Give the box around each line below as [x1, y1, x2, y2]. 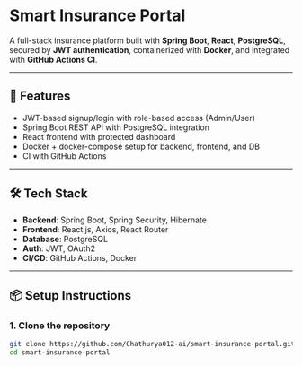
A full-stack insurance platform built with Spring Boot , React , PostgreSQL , [9, 35, 286, 46]
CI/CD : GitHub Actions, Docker [22, 252, 138, 263]
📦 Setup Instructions [9, 288, 132, 303]
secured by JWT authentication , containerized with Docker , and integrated [9, 44, 290, 55]
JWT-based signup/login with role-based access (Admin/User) [22, 112, 256, 123]
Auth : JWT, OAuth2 [22, 243, 96, 254]
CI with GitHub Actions [22, 150, 107, 161]
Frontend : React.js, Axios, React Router [22, 223, 169, 234]
